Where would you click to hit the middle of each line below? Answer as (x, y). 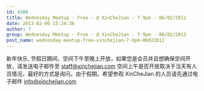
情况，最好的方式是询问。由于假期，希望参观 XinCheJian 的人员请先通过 (102, 74)
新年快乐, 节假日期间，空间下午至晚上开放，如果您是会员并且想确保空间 (96, 58)
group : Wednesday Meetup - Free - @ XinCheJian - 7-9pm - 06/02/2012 (97, 35)
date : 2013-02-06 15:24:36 (40, 23)
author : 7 (19, 29)
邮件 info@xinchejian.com (44, 81)
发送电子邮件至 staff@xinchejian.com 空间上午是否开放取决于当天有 (107, 66)
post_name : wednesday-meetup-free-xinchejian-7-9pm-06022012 (86, 40)
